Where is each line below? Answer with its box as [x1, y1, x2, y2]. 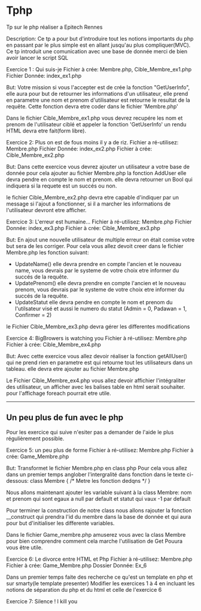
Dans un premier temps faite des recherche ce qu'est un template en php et [6, 573, 193, 580]
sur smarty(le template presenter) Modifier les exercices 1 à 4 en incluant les [6, 579, 195, 587]
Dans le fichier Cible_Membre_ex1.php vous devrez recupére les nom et [6, 114, 183, 122]
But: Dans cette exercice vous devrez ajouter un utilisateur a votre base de [6, 163, 190, 170]
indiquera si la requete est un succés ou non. [6, 182, 117, 189]
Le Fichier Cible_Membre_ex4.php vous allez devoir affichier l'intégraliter [6, 377, 186, 384]
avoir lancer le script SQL [6, 54, 69, 61]
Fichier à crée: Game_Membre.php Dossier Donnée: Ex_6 [6, 561, 147, 569]
